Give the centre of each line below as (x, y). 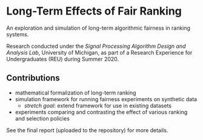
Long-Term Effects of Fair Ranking (94, 11)
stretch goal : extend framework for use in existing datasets (98, 105)
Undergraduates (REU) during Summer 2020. (63, 59)
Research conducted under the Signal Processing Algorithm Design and (96, 46)
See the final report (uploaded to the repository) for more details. (87, 130)
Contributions (33, 78)
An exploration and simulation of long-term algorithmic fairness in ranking (98, 28)
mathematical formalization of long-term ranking (75, 93)
